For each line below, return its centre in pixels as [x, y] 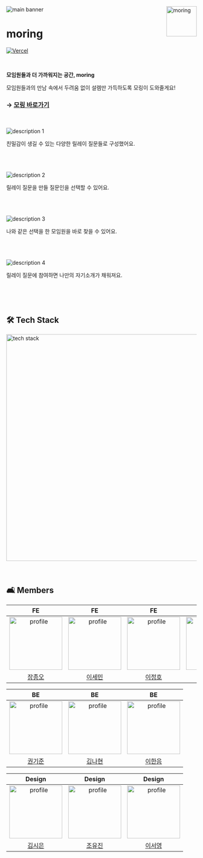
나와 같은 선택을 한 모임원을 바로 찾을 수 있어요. [62, 232]
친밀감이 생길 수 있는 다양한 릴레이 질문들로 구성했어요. [71, 144]
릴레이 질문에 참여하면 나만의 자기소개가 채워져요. [64, 275]
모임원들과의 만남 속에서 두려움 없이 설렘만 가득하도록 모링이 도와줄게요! [91, 88]
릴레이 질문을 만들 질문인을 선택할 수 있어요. [58, 187]
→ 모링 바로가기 [28, 105]
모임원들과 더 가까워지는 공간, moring [50, 74]
